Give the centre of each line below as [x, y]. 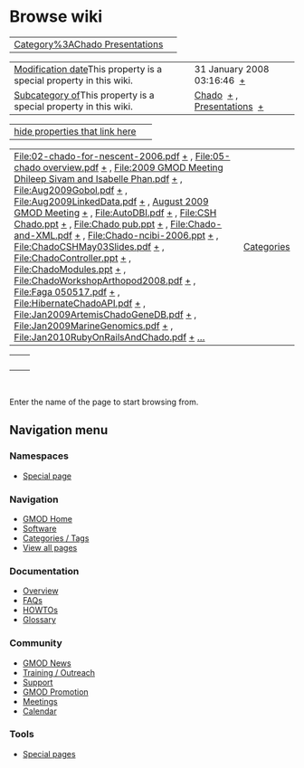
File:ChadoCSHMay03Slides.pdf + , [89, 246]
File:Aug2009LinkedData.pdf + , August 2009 [112, 201]
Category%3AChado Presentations [89, 44]
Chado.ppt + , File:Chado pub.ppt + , [91, 223]
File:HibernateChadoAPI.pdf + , [80, 303]
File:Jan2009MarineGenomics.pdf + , [94, 326]
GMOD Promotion [55, 692]
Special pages [49, 754]
